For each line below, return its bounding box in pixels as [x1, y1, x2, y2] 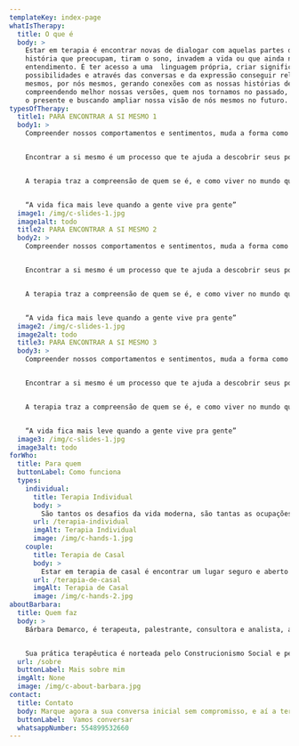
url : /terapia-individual [32, 517, 129, 526]
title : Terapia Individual [32, 492, 133, 501]
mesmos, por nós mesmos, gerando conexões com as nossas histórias [25, 79, 280, 88]
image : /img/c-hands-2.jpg [32, 592, 133, 601]
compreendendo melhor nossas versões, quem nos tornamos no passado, [25, 87, 289, 96]
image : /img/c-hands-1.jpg [32, 534, 133, 543]
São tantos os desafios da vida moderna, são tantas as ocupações [41, 509, 293, 518]
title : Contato [17, 698, 74, 708]
